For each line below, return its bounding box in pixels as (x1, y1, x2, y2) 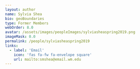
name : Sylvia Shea (5, 12, 42, 17)
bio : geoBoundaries (5, 16, 45, 21)
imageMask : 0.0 (5, 34, 36, 39)
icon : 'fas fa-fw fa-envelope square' (14, 52, 92, 57)
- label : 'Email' (9, 48, 45, 52)
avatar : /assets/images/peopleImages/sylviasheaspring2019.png (5, 30, 136, 34)
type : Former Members (5, 20, 49, 26)
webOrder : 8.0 (5, 25, 34, 30)
